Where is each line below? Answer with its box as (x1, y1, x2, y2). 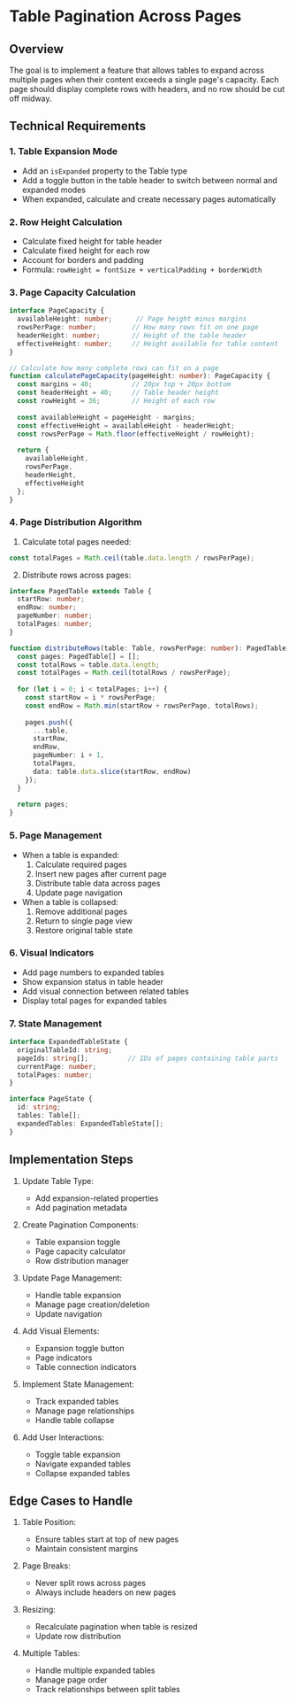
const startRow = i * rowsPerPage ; (25, 693, 156, 702)
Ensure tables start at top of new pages (34, 1534, 179, 1544)
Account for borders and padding (21, 254, 144, 265)
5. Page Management (9, 830, 102, 842)
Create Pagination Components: (21, 1219, 139, 1230)
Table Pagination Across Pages (9, 6, 242, 27)
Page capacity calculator (34, 1246, 126, 1257)
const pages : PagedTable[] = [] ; (17, 652, 140, 661)
